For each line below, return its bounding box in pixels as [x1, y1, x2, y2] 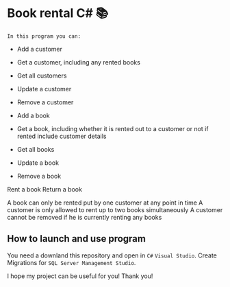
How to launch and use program [7, 233, 146, 244]
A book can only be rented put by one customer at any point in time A [7, 198, 203, 207]
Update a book [16, 159, 60, 167]
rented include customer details [16, 132, 107, 140]
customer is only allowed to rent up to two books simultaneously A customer [7, 205, 223, 214]
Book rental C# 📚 [7, 5, 109, 21]
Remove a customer [16, 97, 74, 106]
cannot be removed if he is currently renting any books [7, 213, 162, 221]
